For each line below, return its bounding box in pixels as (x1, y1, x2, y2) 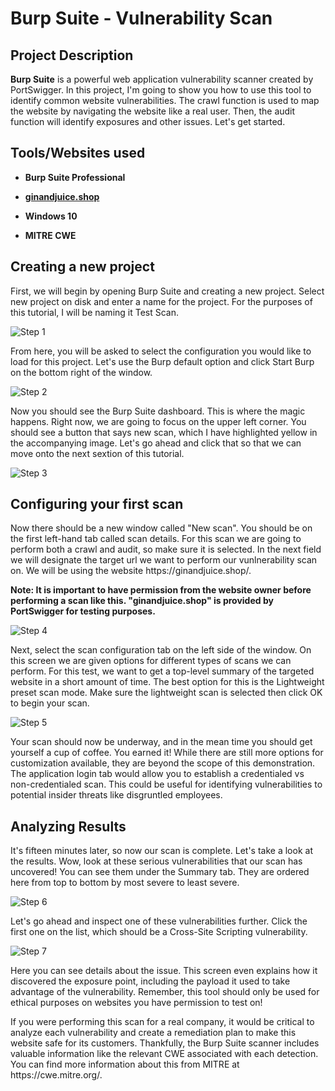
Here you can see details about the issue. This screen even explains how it (10, 965, 318, 977)
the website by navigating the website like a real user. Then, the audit (10, 105, 296, 117)
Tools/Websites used (10, 145, 146, 162)
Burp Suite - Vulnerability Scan (10, 7, 273, 30)
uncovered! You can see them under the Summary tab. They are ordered (10, 866, 310, 878)
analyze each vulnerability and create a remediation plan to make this (10, 1027, 297, 1039)
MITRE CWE (24, 229, 77, 241)
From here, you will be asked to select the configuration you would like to (10, 345, 312, 357)
